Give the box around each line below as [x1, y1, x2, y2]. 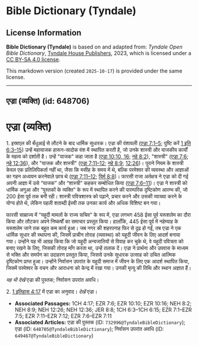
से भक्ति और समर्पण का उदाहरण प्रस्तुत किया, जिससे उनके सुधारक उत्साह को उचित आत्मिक [6, 251, 176, 258]
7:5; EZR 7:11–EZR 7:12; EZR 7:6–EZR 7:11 [14, 313, 112, 320]
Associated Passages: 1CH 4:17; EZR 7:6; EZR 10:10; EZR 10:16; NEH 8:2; [14, 300, 192, 307]
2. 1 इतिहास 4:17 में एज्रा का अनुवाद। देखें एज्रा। [6, 288, 98, 295]
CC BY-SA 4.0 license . [6, 56, 61, 63]
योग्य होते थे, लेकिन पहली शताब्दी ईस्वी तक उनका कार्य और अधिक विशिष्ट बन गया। [6, 200, 161, 207]
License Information [6, 28, 81, 38]
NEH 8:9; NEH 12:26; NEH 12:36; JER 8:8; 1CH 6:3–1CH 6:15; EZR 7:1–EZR [14, 306, 192, 314]
